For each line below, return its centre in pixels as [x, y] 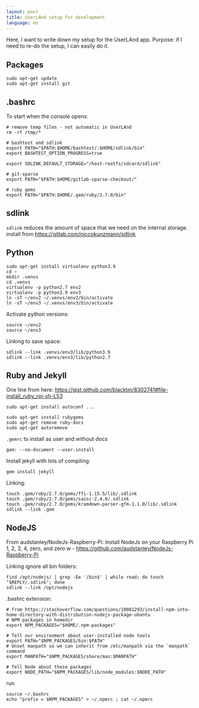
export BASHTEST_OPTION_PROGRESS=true [54, 153]
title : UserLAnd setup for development [56, 17]
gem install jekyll [30, 472]
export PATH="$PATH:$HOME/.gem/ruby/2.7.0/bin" [66, 195]
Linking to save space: [34, 341]
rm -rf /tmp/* [24, 132]
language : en [22, 23]
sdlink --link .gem [30, 510]
